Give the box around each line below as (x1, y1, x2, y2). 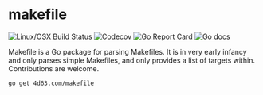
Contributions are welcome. (8, 63, 100, 73)
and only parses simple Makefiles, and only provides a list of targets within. (8, 55, 256, 65)
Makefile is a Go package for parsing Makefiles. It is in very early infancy (8, 47, 247, 56)
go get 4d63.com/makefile (8, 79, 94, 87)
